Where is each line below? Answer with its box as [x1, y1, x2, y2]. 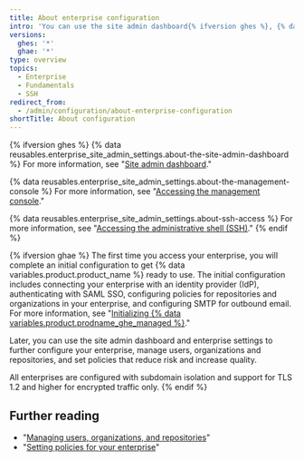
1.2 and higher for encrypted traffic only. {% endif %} [9, 382, 208, 393]
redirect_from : [9, 97, 67, 107]
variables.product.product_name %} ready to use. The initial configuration [9, 270, 286, 280]
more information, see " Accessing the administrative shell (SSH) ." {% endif [9, 223, 288, 234]
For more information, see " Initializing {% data [9, 308, 181, 319]
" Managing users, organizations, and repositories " [22, 432, 211, 443]
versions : [9, 30, 47, 39]
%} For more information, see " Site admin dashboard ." [9, 159, 213, 170]
